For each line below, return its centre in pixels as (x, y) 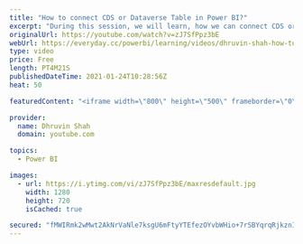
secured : (26, 225)
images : (24, 175)
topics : (24, 151)
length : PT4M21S (40, 69)
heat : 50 (26, 85)
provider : (28, 117)
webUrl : (24, 43)
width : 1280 (48, 192)
